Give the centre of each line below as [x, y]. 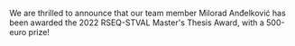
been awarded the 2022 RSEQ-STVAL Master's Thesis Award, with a [137, 23]
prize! [39, 32]
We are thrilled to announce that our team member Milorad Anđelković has [147, 13]
